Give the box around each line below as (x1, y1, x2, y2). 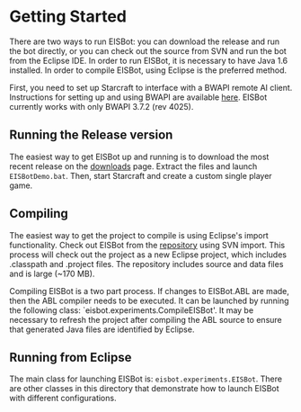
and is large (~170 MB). (9, 268, 95, 279)
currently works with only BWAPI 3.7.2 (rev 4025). (9, 101, 194, 112)
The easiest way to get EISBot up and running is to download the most (9, 151, 270, 162)
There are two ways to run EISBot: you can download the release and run (9, 36, 280, 47)
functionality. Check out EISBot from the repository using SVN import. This (9, 239, 286, 250)
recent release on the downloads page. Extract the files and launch (9, 160, 258, 172)
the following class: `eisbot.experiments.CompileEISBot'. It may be (9, 304, 254, 316)
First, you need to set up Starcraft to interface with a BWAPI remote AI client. (9, 82, 293, 93)
